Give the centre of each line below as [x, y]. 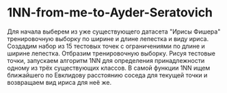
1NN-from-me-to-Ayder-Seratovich [110, 13]
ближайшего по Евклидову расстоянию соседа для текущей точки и [107, 75]
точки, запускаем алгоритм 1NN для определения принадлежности [106, 60]
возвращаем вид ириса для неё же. [59, 82]
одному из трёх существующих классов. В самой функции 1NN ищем [109, 68]
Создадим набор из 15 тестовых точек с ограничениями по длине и [106, 46]
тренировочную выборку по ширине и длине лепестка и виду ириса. [108, 38]
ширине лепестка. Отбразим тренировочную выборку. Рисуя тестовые [111, 53]
